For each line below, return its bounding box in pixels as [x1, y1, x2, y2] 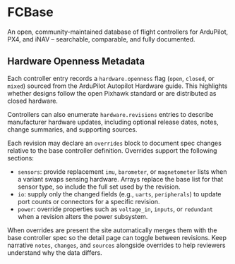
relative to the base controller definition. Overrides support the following [7, 146, 217, 155]
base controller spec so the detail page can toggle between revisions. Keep [7, 233, 227, 241]
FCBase [7, 4, 54, 20]
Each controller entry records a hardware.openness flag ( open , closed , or [7, 74, 215, 82]
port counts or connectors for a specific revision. [17, 197, 160, 206]
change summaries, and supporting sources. [7, 125, 138, 134]
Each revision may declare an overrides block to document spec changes [7, 139, 222, 147]
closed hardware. [7, 96, 59, 105]
